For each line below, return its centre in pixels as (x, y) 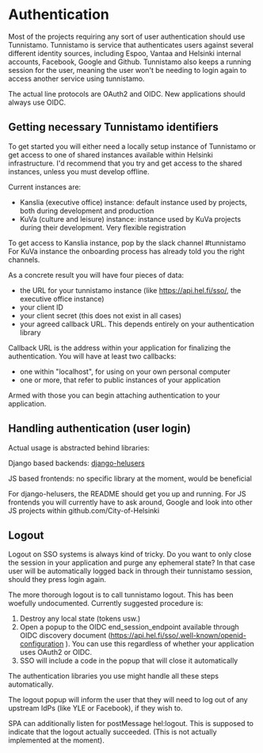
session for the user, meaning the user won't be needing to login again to (128, 70)
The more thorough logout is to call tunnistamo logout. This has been (121, 595)
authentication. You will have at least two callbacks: (92, 356)
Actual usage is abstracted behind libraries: (79, 447)
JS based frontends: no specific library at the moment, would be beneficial (130, 478)
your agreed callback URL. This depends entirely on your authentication (137, 324)
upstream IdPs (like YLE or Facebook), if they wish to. (96, 708)
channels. (24, 260)
